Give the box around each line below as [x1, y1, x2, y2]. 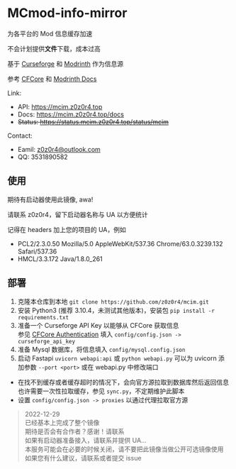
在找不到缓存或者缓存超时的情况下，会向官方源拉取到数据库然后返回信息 [17, 377, 229, 386]
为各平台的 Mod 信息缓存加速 [7, 29, 93, 38]
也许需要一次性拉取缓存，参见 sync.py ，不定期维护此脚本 [17, 387, 185, 395]
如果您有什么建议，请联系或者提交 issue [24, 453, 142, 462]
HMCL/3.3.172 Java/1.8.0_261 [17, 254, 103, 263]
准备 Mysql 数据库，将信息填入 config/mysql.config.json [17, 345, 186, 353]
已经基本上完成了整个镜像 [24, 418, 100, 426]
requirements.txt [17, 314, 69, 321]
